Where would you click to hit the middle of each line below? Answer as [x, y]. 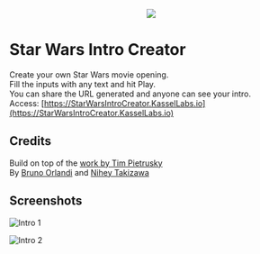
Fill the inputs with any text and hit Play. [82, 84]
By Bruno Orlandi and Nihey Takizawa [80, 172]
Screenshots [46, 201]
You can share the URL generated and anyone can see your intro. [130, 94]
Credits [31, 141]
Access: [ [27, 103]
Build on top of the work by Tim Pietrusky [86, 163]
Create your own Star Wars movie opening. [89, 74]
